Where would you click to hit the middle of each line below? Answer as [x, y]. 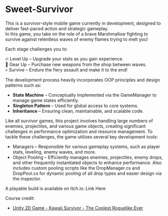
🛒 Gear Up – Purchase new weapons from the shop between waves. [76, 64]
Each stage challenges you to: [37, 49]
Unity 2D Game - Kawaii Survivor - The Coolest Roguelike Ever [78, 208]
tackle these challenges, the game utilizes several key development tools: [81, 136]
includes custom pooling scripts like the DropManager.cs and [76, 168]
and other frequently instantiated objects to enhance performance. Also [87, 163]
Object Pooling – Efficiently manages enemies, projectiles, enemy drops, [88, 157]
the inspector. [27, 178]
